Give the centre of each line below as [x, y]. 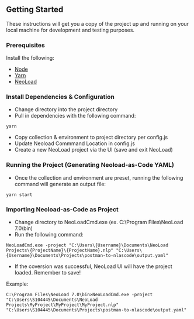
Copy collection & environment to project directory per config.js [91, 138]
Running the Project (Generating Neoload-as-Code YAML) [90, 165]
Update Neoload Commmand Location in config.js [75, 143]
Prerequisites [25, 45]
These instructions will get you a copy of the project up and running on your [97, 23]
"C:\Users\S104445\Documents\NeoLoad [52, 300]
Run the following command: [49, 234]
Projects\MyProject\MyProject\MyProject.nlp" [62, 305]
